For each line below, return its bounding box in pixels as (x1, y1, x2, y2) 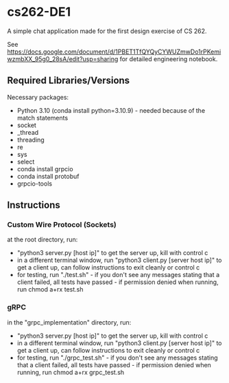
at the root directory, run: (7, 235, 78, 244)
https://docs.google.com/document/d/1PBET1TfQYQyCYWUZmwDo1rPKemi (7, 47, 221, 56)
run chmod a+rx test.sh (16, 285, 84, 294)
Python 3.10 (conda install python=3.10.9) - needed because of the (16, 106, 206, 114)
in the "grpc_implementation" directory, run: (7, 318, 132, 327)
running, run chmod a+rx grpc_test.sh (16, 368, 125, 376)
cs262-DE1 (7, 4, 71, 20)
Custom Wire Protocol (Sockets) (7, 220, 117, 230)
